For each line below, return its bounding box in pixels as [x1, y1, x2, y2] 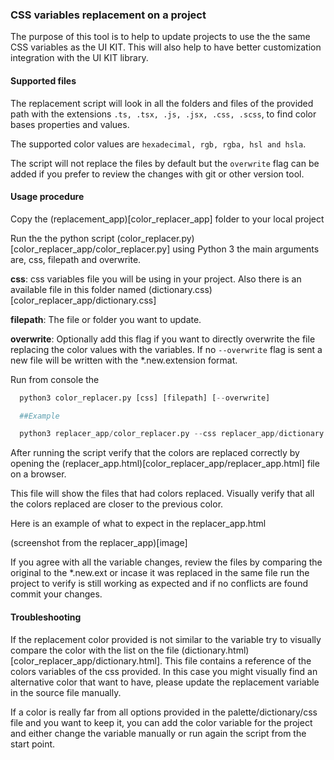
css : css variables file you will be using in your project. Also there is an [10, 273, 302, 285]
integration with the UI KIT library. [10, 52, 149, 64]
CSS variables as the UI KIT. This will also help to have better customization [10, 41, 322, 53]
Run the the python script [10, 232, 115, 244]
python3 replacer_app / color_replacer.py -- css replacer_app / [19, 429, 280, 439]
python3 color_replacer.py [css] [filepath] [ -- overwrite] [19, 393, 271, 403]
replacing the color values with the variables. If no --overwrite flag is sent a [10, 343, 323, 355]
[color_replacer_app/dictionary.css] [10, 294, 157, 306]
